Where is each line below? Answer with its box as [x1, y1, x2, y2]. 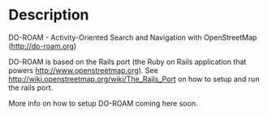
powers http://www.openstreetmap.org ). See [8, 65, 158, 75]
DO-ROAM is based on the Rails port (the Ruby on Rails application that [8, 57, 247, 67]
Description [8, 6, 89, 24]
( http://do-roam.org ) [8, 41, 77, 50]
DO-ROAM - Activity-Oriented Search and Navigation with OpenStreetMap [8, 32, 257, 42]
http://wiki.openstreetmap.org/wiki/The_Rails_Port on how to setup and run [8, 74, 260, 84]
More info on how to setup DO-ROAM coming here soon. [8, 98, 198, 108]
